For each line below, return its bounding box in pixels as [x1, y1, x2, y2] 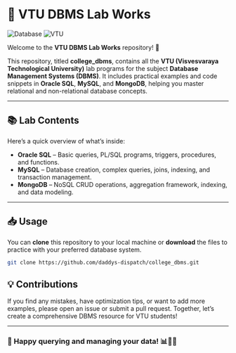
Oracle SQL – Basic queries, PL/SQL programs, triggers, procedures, [17, 150, 216, 159]
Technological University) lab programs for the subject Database [7, 64, 199, 72]
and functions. [17, 158, 60, 166]
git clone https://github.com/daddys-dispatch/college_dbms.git [7, 259, 199, 266]
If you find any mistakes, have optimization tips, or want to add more [7, 297, 206, 305]
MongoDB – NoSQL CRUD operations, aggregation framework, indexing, [17, 180, 228, 188]
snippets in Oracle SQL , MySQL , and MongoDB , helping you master [7, 79, 204, 87]
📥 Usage [7, 216, 48, 228]
